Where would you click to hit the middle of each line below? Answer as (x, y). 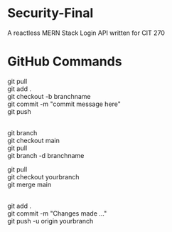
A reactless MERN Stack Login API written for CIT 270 (86, 33)
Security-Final (50, 13)
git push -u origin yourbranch (50, 221)
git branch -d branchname (46, 155)
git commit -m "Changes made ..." (57, 213)
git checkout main (34, 140)
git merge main (29, 184)
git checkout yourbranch (43, 176)
